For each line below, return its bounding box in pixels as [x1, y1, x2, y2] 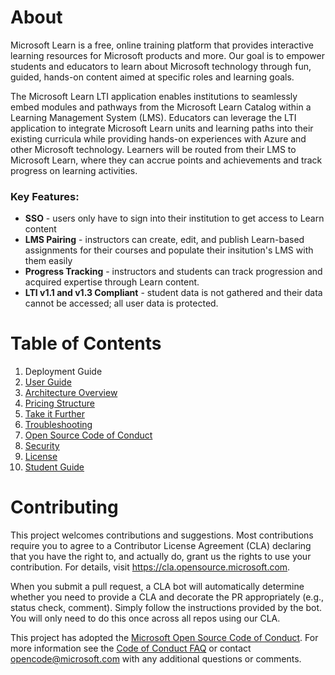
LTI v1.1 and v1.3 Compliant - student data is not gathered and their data [24, 287, 323, 299]
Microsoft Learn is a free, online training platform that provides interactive [10, 39, 314, 51]
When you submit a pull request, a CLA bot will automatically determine [10, 581, 305, 593]
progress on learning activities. [10, 164, 138, 176]
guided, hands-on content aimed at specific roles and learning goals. [10, 71, 295, 83]
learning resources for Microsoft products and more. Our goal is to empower [10, 49, 325, 61]
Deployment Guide [24, 366, 103, 378]
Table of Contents [10, 332, 162, 355]
